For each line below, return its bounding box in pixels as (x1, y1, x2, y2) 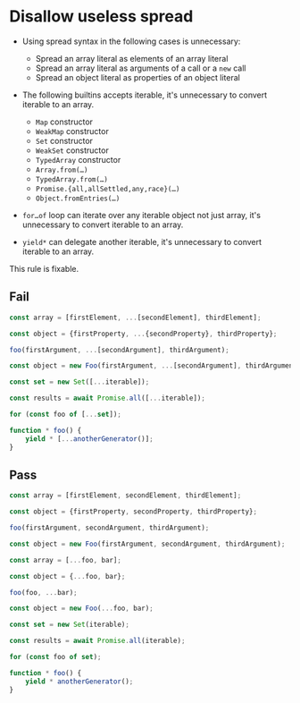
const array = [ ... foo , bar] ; (9, 555, 122, 564)
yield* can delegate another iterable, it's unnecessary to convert (21, 236, 262, 247)
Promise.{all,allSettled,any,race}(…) (35, 184, 180, 193)
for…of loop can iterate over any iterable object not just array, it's (21, 209, 262, 220)
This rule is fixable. (9, 263, 79, 274)
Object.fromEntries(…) (35, 194, 121, 203)
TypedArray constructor (35, 154, 121, 165)
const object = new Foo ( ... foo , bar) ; (9, 604, 154, 614)
